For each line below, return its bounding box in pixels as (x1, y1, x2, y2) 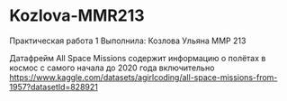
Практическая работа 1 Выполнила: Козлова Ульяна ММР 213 (9, 35, 247, 46)
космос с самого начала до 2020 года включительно (9, 62, 215, 73)
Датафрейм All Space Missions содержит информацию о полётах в (9, 52, 266, 63)
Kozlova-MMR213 (9, 5, 146, 26)
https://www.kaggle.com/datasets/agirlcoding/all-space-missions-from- (9, 71, 278, 82)
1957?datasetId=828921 (9, 81, 99, 92)
